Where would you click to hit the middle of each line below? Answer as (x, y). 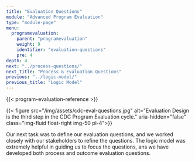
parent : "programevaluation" (52, 39)
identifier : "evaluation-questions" (61, 50)
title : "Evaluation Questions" (44, 11)
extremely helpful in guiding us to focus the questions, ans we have (88, 147)
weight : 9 (29, 45)
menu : (13, 28)
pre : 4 (25, 55)
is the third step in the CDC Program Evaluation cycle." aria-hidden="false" (96, 117)
